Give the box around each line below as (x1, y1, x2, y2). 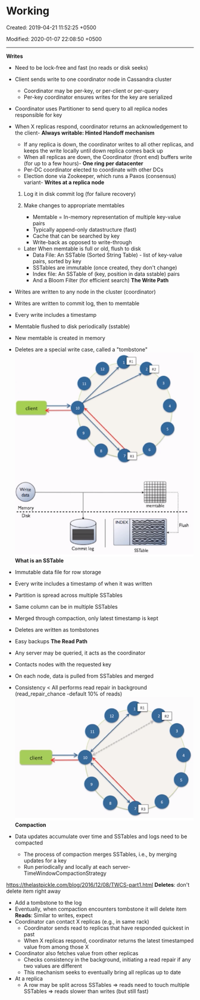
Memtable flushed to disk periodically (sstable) (14, 323, 130, 330)
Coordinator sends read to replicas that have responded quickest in (23, 924, 189, 932)
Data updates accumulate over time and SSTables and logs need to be (14, 833, 187, 840)
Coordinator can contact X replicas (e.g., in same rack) (14, 918, 150, 926)
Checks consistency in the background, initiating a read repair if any (23, 956, 191, 963)
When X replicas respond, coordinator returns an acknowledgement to (14, 123, 188, 130)
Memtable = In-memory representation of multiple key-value (32, 213, 182, 220)
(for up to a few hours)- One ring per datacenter (23, 160, 143, 167)
